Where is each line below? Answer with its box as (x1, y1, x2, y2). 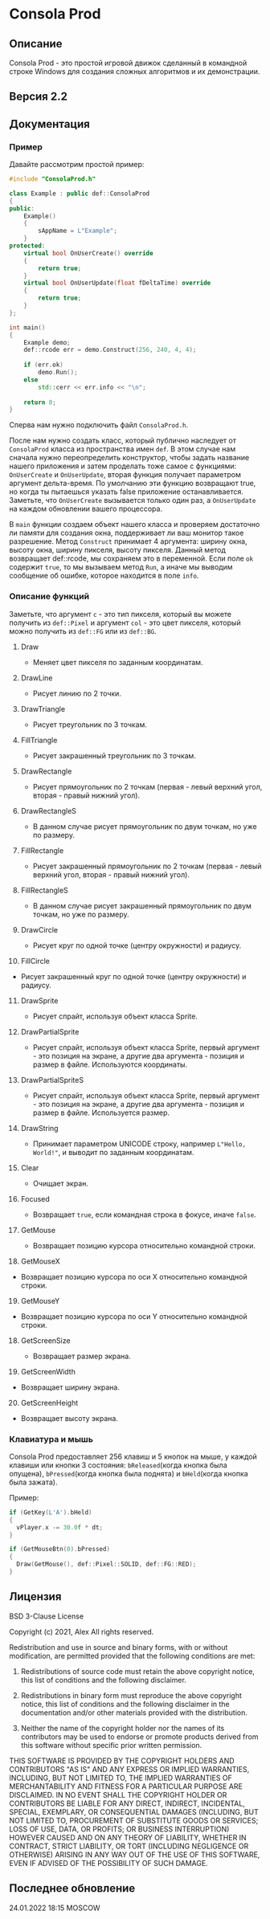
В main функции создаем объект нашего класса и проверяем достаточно (9, 520, 260, 529)
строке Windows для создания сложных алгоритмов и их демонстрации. (9, 67, 260, 76)
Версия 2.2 (9, 90, 67, 104)
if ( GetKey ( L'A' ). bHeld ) (9, 1508, 92, 1517)
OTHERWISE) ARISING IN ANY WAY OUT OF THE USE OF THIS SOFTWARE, (9, 1849, 260, 1860)
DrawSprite (20, 995, 59, 1005)
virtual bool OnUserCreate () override (23, 249, 153, 257)
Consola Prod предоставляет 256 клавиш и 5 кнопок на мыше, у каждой (9, 1451, 258, 1461)
